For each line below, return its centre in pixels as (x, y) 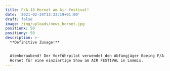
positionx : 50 (20, 28)
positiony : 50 (20, 33)
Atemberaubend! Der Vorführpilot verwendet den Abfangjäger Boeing (82, 55)
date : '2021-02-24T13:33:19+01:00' (43, 14)
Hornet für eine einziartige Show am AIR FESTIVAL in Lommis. (77, 60)
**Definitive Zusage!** (35, 42)
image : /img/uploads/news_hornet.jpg (45, 24)
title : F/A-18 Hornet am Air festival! (47, 10)
